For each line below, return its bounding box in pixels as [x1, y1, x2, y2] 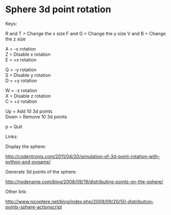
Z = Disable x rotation [5, 51, 51, 57]
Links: [5, 133, 18, 139]
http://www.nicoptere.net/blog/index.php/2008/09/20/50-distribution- [5, 198, 154, 204]
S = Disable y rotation [5, 72, 51, 78]
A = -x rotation [5, 46, 36, 52]
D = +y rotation [5, 77, 37, 83]
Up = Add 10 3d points [5, 108, 53, 114]
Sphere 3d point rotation [5, 4, 112, 15]
